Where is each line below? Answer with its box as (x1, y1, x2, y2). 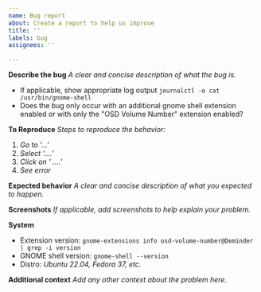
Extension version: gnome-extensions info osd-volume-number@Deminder (19, 236, 254, 245)
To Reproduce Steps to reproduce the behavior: (8, 125, 166, 134)
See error (19, 165, 52, 175)
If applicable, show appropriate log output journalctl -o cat (19, 85, 220, 95)
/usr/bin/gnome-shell (19, 94, 92, 102)
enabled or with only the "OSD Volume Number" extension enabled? (19, 109, 244, 119)
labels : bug (8, 33, 48, 42)
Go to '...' (19, 140, 49, 150)
